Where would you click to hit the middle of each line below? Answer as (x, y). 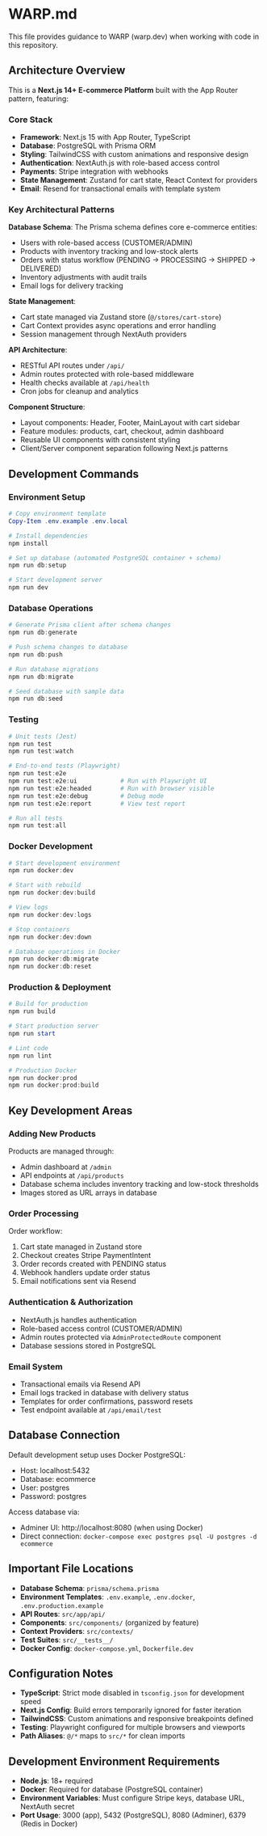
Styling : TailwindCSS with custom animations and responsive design (134, 154)
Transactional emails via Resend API (80, 1384)
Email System (35, 1366)
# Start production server (54, 1026)
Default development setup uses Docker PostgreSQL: (97, 1454)
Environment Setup (47, 496)
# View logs (28, 907)
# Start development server (56, 580)
